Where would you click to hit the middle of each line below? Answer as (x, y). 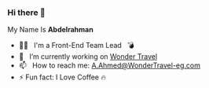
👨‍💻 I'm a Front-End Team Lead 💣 (76, 46)
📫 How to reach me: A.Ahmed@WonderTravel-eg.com (110, 65)
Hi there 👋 (27, 13)
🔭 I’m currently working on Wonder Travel (88, 57)
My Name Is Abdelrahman (50, 30)
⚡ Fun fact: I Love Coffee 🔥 (62, 77)
